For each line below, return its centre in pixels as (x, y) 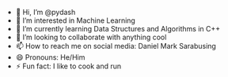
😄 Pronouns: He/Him (50, 57)
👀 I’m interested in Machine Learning (76, 20)
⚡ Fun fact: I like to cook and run (68, 66)
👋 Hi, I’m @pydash (46, 12)
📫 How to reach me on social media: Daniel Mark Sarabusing (116, 46)
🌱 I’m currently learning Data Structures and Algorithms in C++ (118, 29)
